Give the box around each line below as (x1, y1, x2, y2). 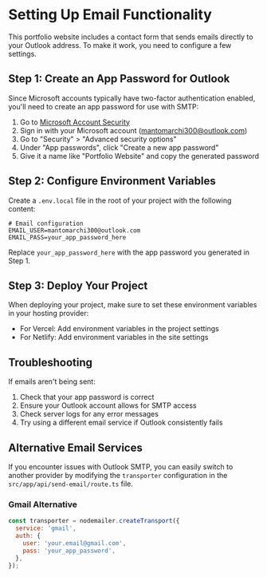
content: (8, 204, 36, 213)
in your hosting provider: (8, 309, 89, 318)
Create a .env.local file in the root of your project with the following (8, 196, 232, 205)
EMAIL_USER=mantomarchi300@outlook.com (8, 226, 141, 235)
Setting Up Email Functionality (8, 6, 213, 24)
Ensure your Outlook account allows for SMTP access (19, 401, 197, 410)
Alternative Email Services (8, 441, 143, 454)
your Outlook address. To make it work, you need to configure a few (8, 40, 232, 49)
